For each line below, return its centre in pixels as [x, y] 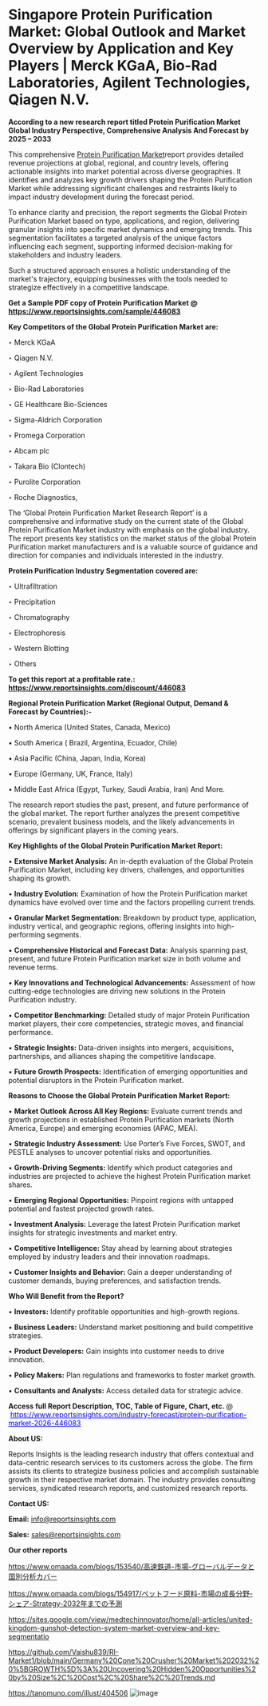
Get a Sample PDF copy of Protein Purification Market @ [103, 302]
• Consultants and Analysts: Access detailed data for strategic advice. [126, 1390]
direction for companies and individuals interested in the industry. [116, 555]
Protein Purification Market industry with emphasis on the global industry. [129, 529]
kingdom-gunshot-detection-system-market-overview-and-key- [114, 1628]
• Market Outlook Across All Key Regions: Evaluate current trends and [125, 1111]
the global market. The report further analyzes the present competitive [124, 813]
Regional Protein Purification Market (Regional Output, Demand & [118, 703]
